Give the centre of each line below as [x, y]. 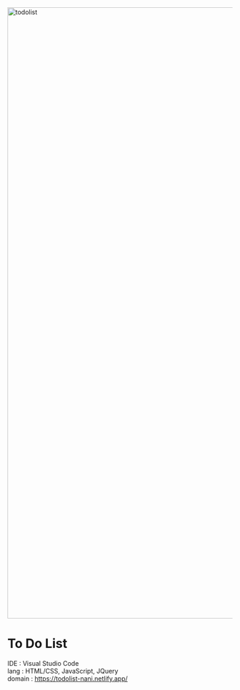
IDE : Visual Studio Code [43, 663]
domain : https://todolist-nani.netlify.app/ [68, 679]
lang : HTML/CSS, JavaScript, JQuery [63, 671]
